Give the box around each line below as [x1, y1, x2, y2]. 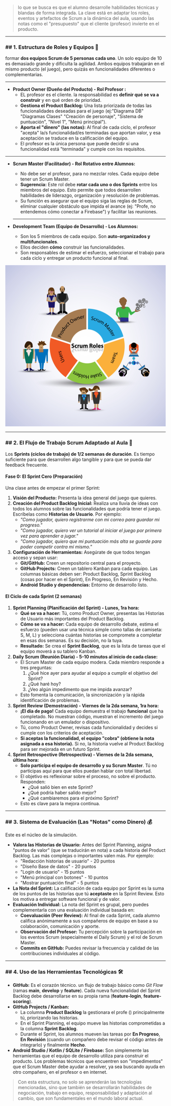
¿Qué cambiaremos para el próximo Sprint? [27, 795, 119, 801]
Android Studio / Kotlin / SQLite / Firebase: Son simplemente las [12, 1047, 149, 1053]
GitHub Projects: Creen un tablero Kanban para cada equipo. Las [20, 565, 158, 571]
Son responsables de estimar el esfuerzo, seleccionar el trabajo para [20, 250, 165, 256]
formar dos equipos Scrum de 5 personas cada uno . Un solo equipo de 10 [5, 55, 162, 61]
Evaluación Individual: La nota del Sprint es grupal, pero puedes [12, 901, 149, 908]
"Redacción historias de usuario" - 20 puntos [20, 858, 116, 864]
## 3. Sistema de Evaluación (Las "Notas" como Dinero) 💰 [5, 818, 153, 825]
